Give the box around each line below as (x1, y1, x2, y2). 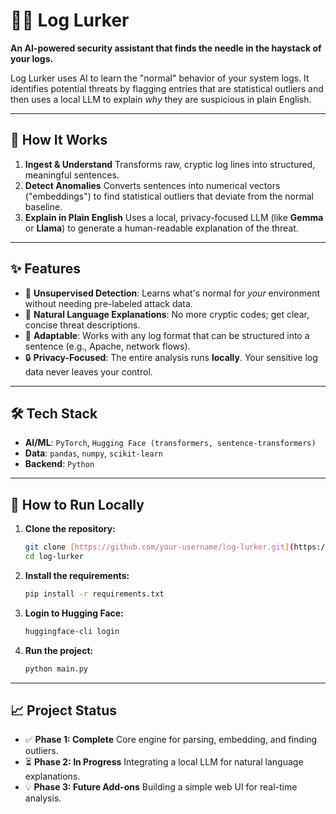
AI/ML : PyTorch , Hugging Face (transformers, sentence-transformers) (24, 437, 317, 449)
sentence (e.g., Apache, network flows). (24, 340, 191, 352)
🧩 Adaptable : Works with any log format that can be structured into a (24, 329, 310, 341)
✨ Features (10, 260, 81, 278)
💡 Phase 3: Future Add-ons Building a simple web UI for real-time (24, 781, 298, 793)
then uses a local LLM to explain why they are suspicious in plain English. (10, 93, 312, 105)
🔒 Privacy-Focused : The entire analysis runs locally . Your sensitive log (24, 351, 318, 363)
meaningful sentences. (24, 169, 120, 181)
